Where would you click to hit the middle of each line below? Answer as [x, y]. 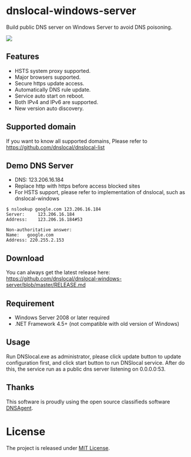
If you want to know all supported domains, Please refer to [77, 141]
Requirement [30, 303]
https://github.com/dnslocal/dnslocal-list [55, 147]
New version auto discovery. [49, 108]
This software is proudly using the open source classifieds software [88, 402]
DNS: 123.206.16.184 [39, 180]
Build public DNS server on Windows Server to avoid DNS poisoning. [89, 27]
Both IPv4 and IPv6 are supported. [56, 102]
